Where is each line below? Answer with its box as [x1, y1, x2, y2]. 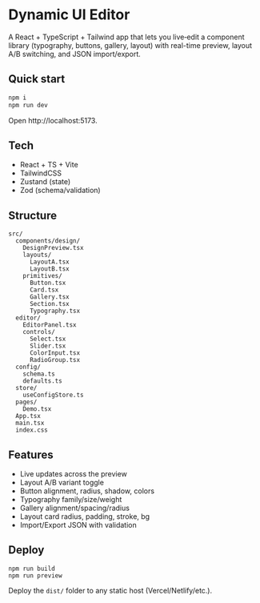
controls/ [22, 328, 56, 336]
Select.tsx [29, 335, 66, 344]
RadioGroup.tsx [29, 356, 81, 364]
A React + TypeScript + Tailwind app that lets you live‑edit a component [8, 32, 246, 42]
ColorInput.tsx [29, 349, 81, 357]
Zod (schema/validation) [19, 186, 102, 195]
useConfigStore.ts [22, 391, 84, 400]
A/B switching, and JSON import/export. [8, 49, 142, 58]
